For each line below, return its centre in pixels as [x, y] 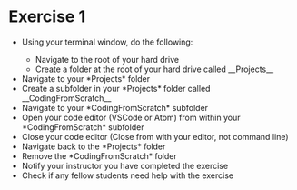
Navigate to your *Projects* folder [86, 78]
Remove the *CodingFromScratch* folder [99, 155]
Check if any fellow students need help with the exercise [127, 175]
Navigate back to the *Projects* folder [94, 146]
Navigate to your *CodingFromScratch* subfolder [115, 107]
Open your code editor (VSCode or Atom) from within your [131, 117]
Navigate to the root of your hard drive [107, 59]
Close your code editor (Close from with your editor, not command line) [155, 136]
